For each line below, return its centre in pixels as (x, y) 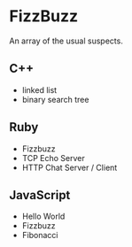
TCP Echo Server (54, 158)
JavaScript (40, 195)
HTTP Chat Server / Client (70, 167)
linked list (39, 89)
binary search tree (55, 99)
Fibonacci (40, 235)
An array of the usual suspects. (66, 41)
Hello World (43, 216)
